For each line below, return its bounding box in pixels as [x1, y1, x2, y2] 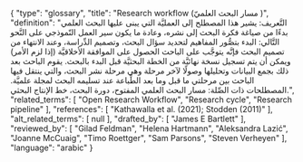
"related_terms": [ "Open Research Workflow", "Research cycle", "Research [10, 94, 293, 105]
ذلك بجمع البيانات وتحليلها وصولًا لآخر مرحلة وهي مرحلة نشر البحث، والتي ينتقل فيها [10, 65, 289, 76]
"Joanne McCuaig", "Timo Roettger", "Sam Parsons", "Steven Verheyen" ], [10, 133, 288, 143]
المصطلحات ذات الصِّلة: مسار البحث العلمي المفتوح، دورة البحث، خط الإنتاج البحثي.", [10, 85, 294, 95]
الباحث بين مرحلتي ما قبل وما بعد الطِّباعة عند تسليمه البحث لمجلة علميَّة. [10, 75, 255, 85]
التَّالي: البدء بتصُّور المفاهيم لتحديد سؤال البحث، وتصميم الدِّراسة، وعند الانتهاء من [10, 36, 280, 47]
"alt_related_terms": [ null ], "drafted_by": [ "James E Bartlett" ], [10, 113, 247, 124]
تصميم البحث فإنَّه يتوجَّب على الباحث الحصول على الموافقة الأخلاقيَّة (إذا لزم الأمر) [10, 46, 285, 57]
